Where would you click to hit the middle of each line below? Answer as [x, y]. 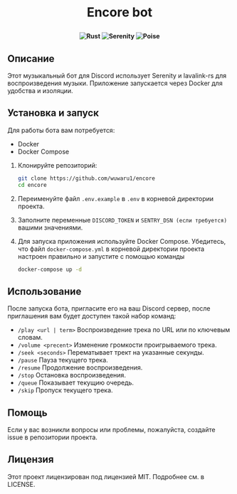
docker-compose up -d [49, 269]
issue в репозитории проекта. [53, 437]
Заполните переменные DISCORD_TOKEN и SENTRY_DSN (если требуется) [122, 220]
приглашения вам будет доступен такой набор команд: [92, 316]
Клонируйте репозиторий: [57, 165]
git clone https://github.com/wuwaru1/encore [86, 178]
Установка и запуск [53, 113]
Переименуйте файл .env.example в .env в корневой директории [116, 198]
